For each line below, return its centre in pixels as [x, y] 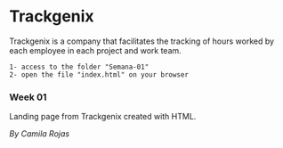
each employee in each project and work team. [96, 50]
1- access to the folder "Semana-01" [79, 67]
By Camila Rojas [39, 134]
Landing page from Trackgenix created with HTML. [103, 117]
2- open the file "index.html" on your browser [99, 74]
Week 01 [28, 97]
